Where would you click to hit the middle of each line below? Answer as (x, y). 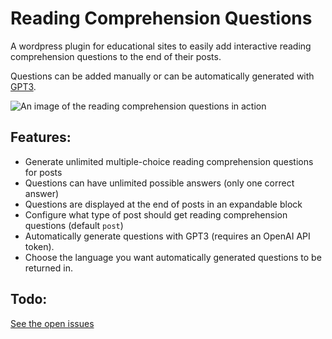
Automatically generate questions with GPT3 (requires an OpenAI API (167, 236)
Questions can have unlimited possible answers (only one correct (159, 183)
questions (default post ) (74, 225)
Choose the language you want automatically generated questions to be (173, 257)
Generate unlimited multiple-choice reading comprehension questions (169, 161)
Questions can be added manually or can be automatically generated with (162, 76)
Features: (41, 137)
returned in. (48, 268)
